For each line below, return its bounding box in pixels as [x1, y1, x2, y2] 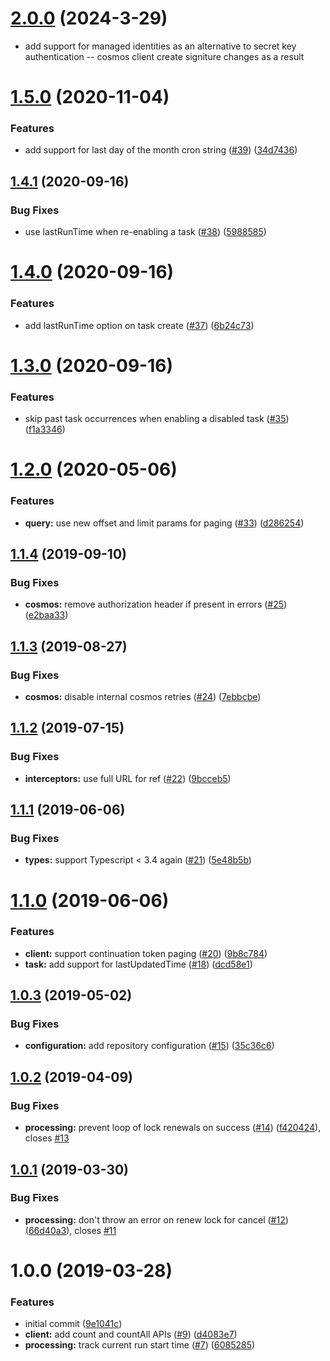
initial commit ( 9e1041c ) [24, 1318, 123, 1330]
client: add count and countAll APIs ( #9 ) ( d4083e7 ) [24, 1328, 238, 1341]
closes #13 [24, 1132, 70, 1144]
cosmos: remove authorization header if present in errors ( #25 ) [24, 598, 288, 611]
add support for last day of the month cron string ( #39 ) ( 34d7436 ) [24, 144, 298, 156]
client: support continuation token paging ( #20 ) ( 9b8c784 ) [24, 947, 268, 959]
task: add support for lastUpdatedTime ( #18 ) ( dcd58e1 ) [24, 958, 253, 970]
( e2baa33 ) [24, 609, 69, 621]
